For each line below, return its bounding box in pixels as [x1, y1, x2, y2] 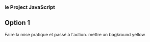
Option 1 [4, 19, 30, 27]
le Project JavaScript [4, 4, 55, 11]
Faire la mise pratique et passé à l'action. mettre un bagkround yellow [4, 31, 145, 37]
